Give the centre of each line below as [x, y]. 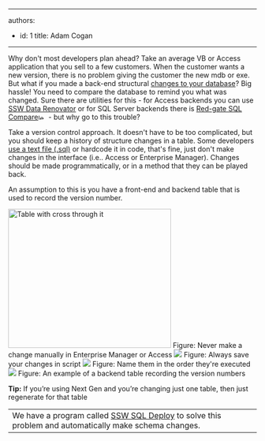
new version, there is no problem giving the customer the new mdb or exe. [129, 75]
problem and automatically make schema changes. [106, 425]
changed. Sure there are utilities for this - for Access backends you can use [131, 100]
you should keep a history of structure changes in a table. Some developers [131, 140]
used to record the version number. [65, 198]
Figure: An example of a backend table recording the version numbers [132, 373]
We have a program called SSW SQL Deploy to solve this [117, 415]
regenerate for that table [48, 397]
